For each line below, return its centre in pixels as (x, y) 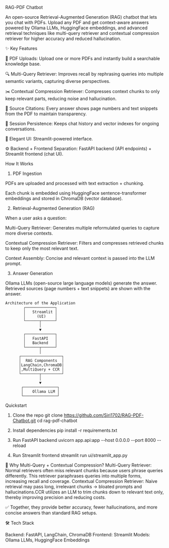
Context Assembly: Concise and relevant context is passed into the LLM (80, 258)
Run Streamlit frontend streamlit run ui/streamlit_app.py (70, 455)
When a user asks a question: (36, 218)
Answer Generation (33, 273)
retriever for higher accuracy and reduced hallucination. (63, 38)
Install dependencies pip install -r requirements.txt (65, 430)
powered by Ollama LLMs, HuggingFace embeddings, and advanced (76, 28)
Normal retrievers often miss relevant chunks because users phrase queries (84, 470)
